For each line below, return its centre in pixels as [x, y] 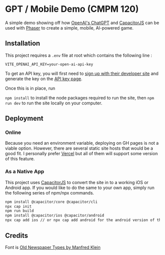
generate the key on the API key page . [44, 79]
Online [13, 132]
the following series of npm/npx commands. [50, 192]
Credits [17, 236]
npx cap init [18, 206]
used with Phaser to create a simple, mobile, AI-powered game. [69, 28]
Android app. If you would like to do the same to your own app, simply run [80, 188]
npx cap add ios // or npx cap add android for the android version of [80, 220]
